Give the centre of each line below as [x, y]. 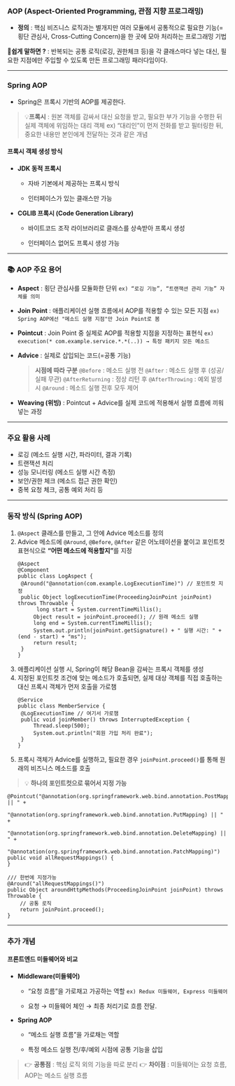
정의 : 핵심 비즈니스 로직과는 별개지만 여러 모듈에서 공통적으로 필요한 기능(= [120, 28]
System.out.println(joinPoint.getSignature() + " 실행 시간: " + [127, 630]
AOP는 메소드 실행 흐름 [56, 1075]
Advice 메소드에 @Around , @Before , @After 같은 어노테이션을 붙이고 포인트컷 [121, 541]
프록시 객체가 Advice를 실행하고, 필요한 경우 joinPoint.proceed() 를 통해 [117, 759]
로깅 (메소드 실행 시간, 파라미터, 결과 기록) [74, 455]
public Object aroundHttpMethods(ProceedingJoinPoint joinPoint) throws [115, 889]
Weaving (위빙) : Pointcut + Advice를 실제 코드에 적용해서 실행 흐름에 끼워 [120, 403]
